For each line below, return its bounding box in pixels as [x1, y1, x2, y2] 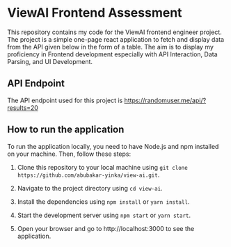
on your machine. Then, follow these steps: [7, 150, 131, 158]
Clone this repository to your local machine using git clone [17, 163, 188, 171]
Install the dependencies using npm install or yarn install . [17, 197, 190, 206]
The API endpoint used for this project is [7, 96, 123, 104]
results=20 [7, 103, 38, 112]
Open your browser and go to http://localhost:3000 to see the [17, 224, 195, 232]
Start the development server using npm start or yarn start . [17, 211, 191, 219]
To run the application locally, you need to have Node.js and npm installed [7, 142, 219, 150]
